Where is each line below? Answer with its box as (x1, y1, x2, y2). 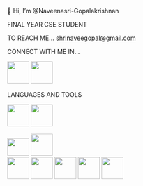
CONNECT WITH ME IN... (7, 48, 80, 55)
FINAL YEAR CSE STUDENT (7, 20, 87, 28)
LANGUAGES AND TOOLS (7, 91, 82, 98)
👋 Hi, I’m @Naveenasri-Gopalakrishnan (7, 7, 119, 15)
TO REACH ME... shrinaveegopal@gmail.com (7, 34, 136, 42)
